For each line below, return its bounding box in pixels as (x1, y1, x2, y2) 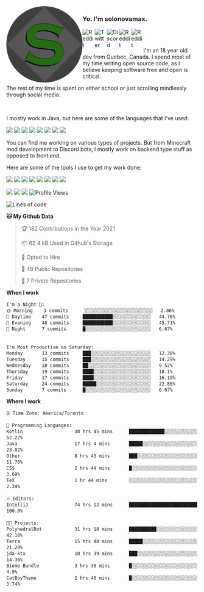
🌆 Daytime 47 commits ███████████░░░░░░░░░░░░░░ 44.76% (6, 314, 175, 320)
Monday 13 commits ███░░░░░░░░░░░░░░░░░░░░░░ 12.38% (6, 350, 175, 356)
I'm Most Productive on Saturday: (6, 344, 94, 350)
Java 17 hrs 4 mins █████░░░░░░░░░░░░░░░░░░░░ (6, 441, 198, 447)
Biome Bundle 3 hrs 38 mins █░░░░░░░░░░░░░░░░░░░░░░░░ (6, 563, 198, 569)
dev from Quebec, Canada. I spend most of (82, 53, 191, 60)
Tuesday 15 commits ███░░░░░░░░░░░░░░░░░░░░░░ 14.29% (6, 356, 175, 363)
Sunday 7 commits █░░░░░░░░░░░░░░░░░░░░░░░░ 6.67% (6, 387, 173, 393)
